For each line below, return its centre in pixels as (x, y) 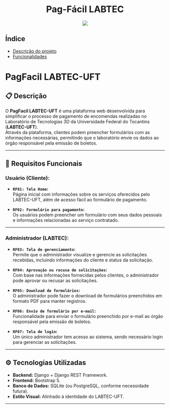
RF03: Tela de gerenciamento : (44, 249)
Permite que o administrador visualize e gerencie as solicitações (80, 254)
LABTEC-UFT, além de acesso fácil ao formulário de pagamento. (80, 200)
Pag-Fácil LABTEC (85, 9)
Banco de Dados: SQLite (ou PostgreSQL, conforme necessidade (81, 386)
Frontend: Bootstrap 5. (36, 380)
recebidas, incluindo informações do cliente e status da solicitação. (83, 260)
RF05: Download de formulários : (46, 290)
